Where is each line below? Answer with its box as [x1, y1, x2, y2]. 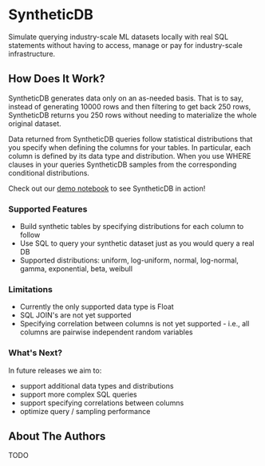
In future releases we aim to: [8, 365, 102, 375]
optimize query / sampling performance [19, 406, 151, 416]
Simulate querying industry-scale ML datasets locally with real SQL [8, 32, 229, 41]
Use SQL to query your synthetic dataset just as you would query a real [19, 239, 255, 248]
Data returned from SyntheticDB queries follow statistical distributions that [8, 134, 253, 144]
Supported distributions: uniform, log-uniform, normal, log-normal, [19, 255, 239, 265]
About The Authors [8, 429, 106, 444]
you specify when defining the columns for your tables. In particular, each [8, 142, 251, 152]
